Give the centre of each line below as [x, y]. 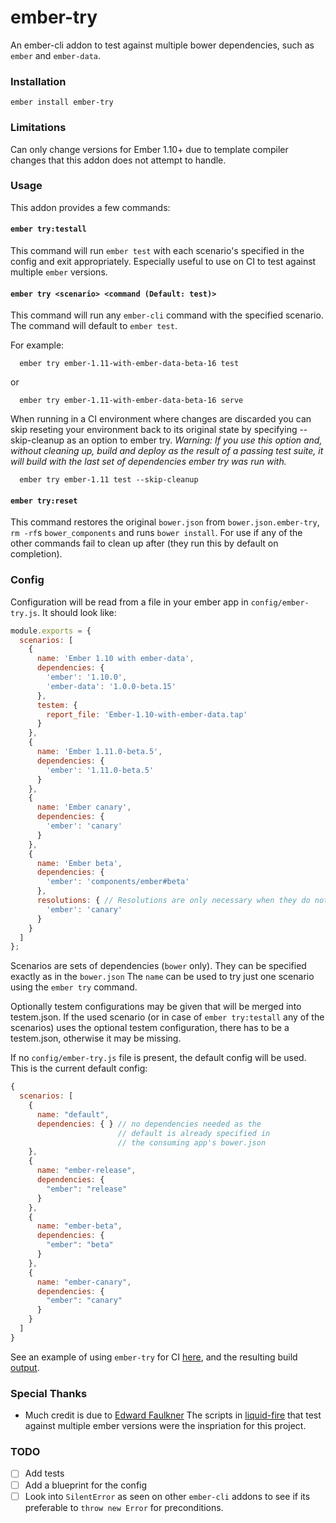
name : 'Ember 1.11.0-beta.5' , [99, 752]
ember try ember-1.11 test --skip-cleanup [109, 480]
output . [25, 1367]
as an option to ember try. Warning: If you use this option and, [194, 440]
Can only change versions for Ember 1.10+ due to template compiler [149, 149]
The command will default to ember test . [94, 326]
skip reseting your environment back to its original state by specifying [154, 430]
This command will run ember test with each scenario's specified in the [157, 251]
